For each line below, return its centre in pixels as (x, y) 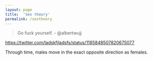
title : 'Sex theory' (28, 14)
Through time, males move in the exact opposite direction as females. (76, 52)
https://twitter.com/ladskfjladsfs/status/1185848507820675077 (70, 43)
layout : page (19, 10)
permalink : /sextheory (29, 19)
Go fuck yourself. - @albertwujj (50, 33)
